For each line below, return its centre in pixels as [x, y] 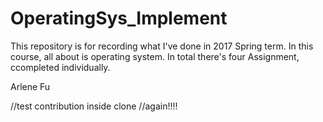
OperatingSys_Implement [119, 18]
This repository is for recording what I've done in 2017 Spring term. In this [162, 46]
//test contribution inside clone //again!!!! [94, 106]
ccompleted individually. [60, 67]
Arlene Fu [30, 86]
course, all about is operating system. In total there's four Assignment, [155, 56]
